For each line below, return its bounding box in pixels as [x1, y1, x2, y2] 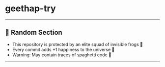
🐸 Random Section [5, 28, 62, 37]
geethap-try [5, 3, 56, 14]
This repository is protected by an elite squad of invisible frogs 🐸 [12, 41, 143, 47]
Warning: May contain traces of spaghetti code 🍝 [12, 52, 112, 58]
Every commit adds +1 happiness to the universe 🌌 [12, 46, 115, 52]
